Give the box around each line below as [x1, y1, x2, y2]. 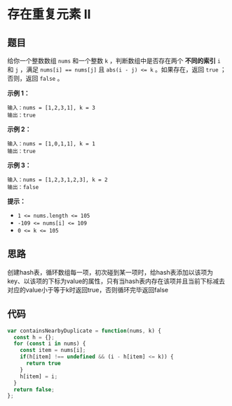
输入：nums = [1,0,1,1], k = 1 [7, 140, 96, 148]
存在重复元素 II [7, 6, 91, 22]
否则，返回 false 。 [7, 74, 64, 82]
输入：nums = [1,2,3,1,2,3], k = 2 [7, 176, 108, 183]
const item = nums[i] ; [20, 347, 86, 354]
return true [25, 360, 61, 367]
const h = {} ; [13, 334, 55, 341]
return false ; [13, 386, 55, 393]
